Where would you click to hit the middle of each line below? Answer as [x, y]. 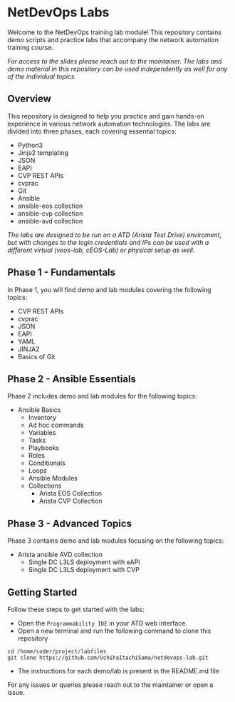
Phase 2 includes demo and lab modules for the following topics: [102, 396]
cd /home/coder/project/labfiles [57, 651]
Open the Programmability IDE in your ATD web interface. [102, 623]
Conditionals [47, 463]
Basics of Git [36, 356]
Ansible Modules [53, 478]
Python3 [30, 145]
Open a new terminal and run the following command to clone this [114, 631]
